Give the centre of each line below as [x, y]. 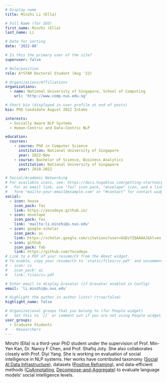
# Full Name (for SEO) [29, 23]
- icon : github [25, 243]
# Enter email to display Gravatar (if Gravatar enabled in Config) [78, 284]
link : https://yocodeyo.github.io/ [51, 210]
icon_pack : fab [30, 247]
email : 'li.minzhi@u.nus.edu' [37, 288]
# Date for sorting [25, 42]
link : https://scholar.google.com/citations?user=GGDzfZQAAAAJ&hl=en [88, 238]
